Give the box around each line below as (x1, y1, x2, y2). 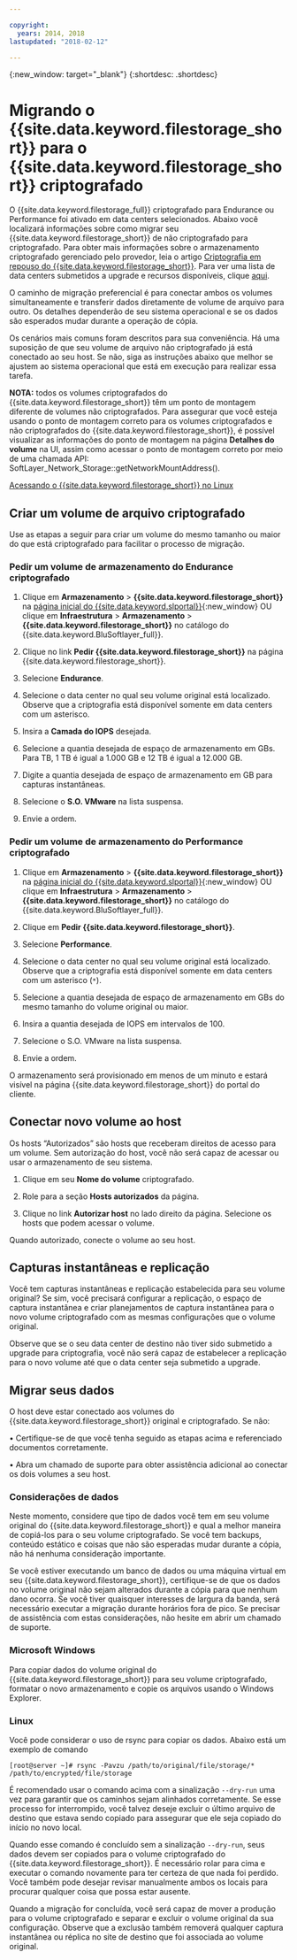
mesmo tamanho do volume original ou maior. (21, 1001, 189, 1011)
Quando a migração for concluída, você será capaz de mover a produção (9, 1903, 277, 1914)
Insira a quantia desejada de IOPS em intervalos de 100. (21, 1018, 225, 1029)
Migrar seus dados (9, 1382, 115, 1398)
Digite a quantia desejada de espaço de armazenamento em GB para (21, 770, 273, 780)
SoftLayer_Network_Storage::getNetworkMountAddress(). (9, 463, 221, 473)
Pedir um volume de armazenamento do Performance (9, 835, 244, 848)
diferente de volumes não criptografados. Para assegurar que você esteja (9, 406, 278, 417)
